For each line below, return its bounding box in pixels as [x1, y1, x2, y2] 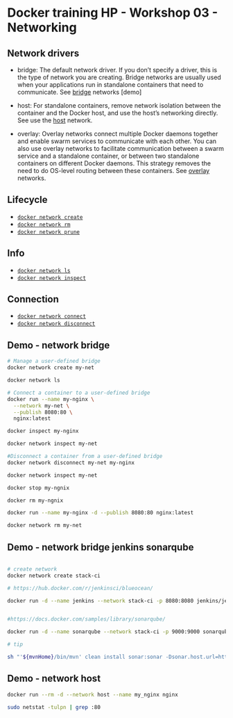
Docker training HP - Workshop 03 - [7, 5, 218, 21]
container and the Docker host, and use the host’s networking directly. [17, 109, 218, 117]
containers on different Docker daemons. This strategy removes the [17, 159, 212, 168]
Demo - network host [7, 673, 101, 685]
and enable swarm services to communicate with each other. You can [17, 137, 217, 145]
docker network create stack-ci [7, 572, 101, 579]
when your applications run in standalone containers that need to [17, 81, 204, 88]
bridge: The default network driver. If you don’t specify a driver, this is [17, 66, 217, 74]
